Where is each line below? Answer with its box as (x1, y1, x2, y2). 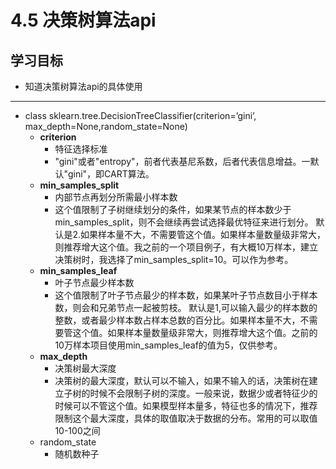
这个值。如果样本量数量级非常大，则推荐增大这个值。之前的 (72, 327, 318, 338)
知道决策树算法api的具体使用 (24, 81, 143, 92)
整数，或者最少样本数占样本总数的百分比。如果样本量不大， (54, 314, 301, 326)
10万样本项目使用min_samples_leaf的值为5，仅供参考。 (54, 339, 283, 351)
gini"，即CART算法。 (67, 168, 155, 180)
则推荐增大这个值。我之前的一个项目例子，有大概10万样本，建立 (54, 241, 318, 253)
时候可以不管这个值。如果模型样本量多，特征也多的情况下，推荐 (54, 400, 318, 411)
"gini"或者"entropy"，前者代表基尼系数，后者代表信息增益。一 (54, 156, 311, 167)
